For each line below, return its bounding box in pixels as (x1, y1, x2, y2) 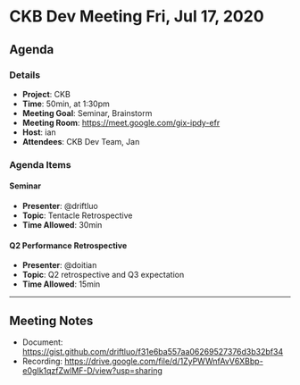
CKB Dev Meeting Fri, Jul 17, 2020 (9, 6, 265, 27)
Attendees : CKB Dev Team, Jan (21, 136, 140, 146)
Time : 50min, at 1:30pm (21, 98, 110, 109)
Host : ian (21, 127, 56, 138)
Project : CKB (21, 88, 71, 99)
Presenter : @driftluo (21, 201, 98, 211)
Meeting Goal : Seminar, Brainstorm (21, 107, 153, 118)
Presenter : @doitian (21, 260, 97, 271)
